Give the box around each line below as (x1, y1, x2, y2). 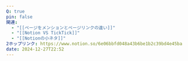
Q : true (6, 8, 25, 15)
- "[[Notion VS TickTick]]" (11, 30, 80, 36)
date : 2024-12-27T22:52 (6, 46, 65, 52)
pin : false (6, 14, 33, 20)
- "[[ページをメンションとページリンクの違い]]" (11, 24, 116, 31)
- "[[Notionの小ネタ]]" (11, 35, 66, 41)
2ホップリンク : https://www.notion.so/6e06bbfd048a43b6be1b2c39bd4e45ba (6, 41, 183, 47)
